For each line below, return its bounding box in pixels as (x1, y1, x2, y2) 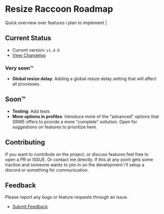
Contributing (5, 138, 45, 147)
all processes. (12, 81, 41, 87)
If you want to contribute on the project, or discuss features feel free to (5, 151, 149, 157)
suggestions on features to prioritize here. (12, 124, 97, 130)
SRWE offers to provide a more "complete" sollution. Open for (12, 119, 137, 124)
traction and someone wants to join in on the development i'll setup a (5, 161, 145, 168)
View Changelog (12, 52, 46, 58)
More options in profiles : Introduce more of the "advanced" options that (12, 113, 159, 119)
